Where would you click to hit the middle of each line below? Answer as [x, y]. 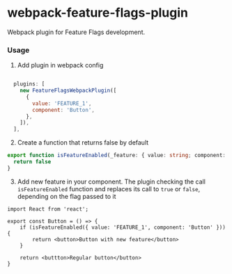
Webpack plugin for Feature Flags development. [76, 32]
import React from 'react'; [48, 209]
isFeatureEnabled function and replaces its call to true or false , [109, 188]
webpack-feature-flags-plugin [98, 13]
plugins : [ [29, 84]
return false [32, 162]
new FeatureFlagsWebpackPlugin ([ [68, 91]
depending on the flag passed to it [67, 196]
